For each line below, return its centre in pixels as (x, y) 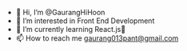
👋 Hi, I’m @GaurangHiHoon (60, 12)
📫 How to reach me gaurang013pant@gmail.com (97, 38)
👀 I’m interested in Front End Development (85, 21)
